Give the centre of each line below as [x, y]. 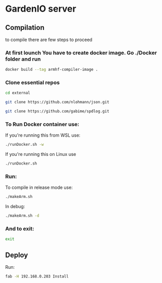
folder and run [23, 59]
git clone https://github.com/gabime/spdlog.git [57, 111]
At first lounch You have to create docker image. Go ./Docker [81, 53]
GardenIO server [41, 9]
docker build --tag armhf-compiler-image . [52, 70]
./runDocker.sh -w [24, 145]
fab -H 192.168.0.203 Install [37, 276]
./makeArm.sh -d [22, 216]
